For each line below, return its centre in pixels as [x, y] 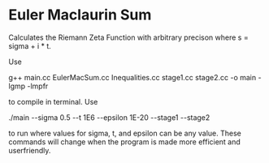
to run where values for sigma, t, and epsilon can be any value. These [125, 133]
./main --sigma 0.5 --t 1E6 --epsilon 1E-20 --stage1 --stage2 [109, 117]
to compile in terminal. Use [53, 101]
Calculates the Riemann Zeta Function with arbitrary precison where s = [129, 37]
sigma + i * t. [30, 45]
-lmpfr [38, 86]
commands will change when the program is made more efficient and [125, 142]
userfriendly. [30, 150]
